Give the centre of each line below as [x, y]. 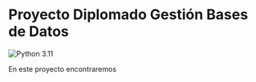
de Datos [39, 31]
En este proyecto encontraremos [63, 68]
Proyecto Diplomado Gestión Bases [128, 15]
